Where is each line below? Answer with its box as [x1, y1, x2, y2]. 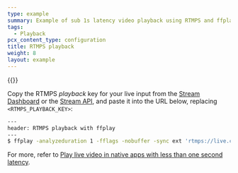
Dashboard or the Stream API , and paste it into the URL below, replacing [7, 97, 217, 105]
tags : [7, 23, 23, 30]
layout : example [7, 56, 55, 64]
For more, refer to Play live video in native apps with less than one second [7, 150, 223, 159]
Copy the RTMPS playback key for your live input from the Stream [7, 89, 200, 97]
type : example [7, 10, 50, 18]
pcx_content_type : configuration [7, 37, 106, 44]
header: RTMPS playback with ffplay [7, 124, 115, 131]
